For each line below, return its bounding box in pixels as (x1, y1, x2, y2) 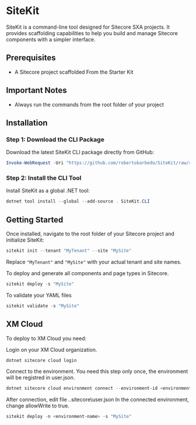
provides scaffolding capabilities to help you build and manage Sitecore (6, 29, 178, 36)
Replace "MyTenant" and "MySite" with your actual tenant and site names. (6, 258, 182, 265)
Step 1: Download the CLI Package (6, 135, 105, 143)
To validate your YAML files (6, 292, 72, 299)
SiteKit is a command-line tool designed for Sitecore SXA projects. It (6, 23, 170, 30)
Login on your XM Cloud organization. (6, 346, 97, 353)
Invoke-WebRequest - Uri (6, 160, 64, 166)
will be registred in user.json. (6, 374, 75, 381)
